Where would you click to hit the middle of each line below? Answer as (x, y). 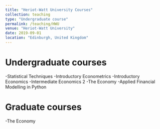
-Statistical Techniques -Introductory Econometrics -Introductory (72, 76)
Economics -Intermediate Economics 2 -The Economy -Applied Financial (80, 81)
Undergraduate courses (56, 62)
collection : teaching (28, 14)
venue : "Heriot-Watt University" (40, 28)
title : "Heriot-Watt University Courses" (49, 10)
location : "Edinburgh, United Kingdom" (47, 38)
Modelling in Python (26, 87)
